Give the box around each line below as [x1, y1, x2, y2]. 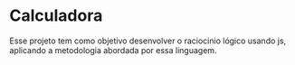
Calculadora [9, 5, 103, 26]
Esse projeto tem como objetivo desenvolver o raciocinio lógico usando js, [9, 35, 287, 46]
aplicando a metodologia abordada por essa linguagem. [9, 44, 217, 55]
